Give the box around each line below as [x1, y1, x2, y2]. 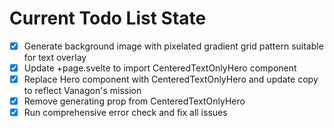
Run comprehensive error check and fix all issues [23, 107, 228, 119]
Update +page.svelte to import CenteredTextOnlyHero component [23, 62, 297, 74]
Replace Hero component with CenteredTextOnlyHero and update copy [23, 73, 319, 86]
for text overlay [23, 52, 87, 63]
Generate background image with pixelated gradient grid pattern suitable [23, 40, 324, 52]
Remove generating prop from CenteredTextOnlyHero [23, 95, 246, 107]
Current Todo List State [9, 7, 207, 30]
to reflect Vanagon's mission [23, 85, 142, 97]
